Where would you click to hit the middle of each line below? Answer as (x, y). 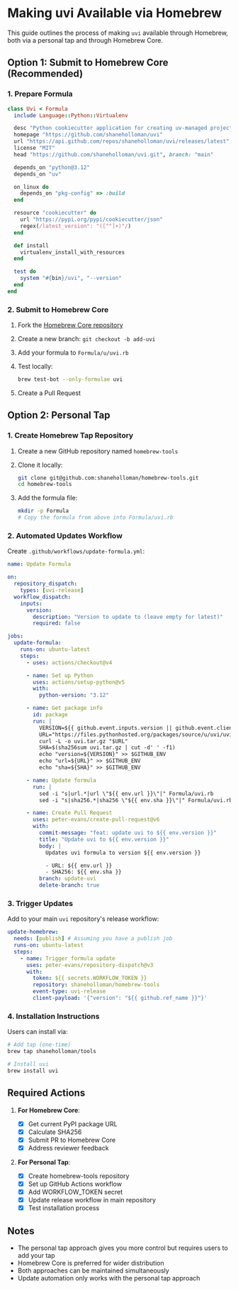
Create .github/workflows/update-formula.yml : (76, 551)
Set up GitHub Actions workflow (75, 1184)
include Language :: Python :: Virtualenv (71, 115)
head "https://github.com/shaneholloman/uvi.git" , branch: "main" (114, 154)
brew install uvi (33, 1071)
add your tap (36, 1255)
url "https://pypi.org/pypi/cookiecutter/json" (91, 220)
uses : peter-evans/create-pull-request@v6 (96, 820)
